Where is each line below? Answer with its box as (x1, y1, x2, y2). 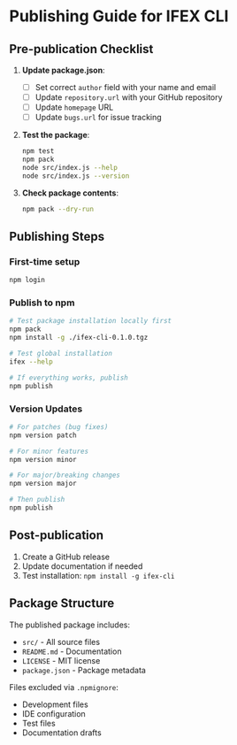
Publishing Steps (9, 229, 104, 244)
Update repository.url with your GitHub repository (34, 92, 223, 103)
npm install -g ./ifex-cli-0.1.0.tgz (9, 334, 149, 342)
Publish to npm (9, 296, 75, 309)
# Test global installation (9, 349, 113, 358)
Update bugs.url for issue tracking (34, 112, 162, 123)
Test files (21, 718, 56, 728)
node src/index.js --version (21, 171, 130, 180)
